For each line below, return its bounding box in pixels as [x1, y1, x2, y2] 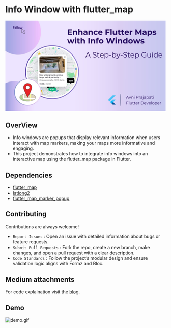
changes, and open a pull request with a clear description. [12, 250, 135, 256]
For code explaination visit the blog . [5, 289, 80, 295]
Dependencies [5, 171, 52, 179]
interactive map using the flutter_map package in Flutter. [12, 156, 131, 162]
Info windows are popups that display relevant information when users [12, 134, 160, 141]
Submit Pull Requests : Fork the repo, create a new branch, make [12, 244, 150, 250]
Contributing [5, 210, 47, 218]
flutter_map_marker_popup [12, 195, 70, 202]
